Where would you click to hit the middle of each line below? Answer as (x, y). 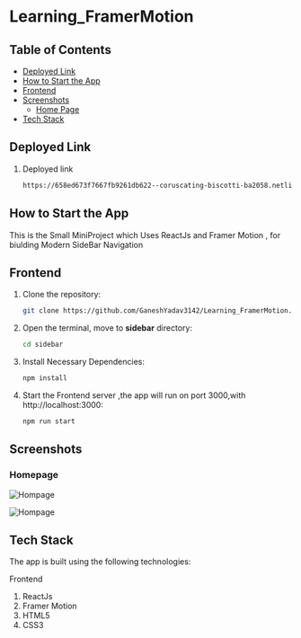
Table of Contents (61, 50)
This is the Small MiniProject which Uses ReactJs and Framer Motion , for (145, 235)
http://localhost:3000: (62, 404)
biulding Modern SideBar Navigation (76, 244)
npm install (44, 378)
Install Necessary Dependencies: (84, 362)
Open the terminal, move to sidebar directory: (107, 328)
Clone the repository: (62, 295)
